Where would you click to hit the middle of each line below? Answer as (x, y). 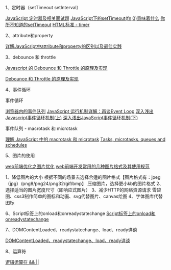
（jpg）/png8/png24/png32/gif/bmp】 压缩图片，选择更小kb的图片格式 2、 (85, 183)
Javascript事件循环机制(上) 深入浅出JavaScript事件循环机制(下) (72, 118)
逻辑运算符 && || (22, 262)
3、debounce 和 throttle (31, 57)
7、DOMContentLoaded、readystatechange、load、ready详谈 (71, 230)
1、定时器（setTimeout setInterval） (43, 7)
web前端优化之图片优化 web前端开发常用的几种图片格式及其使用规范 (77, 166)
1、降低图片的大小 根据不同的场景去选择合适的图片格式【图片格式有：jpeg (83, 177)
